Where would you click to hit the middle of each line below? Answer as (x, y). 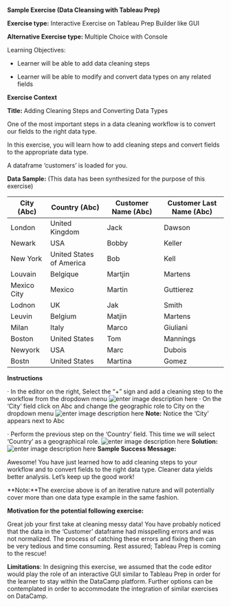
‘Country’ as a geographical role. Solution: (112, 441)
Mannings (180, 339)
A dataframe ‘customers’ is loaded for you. (67, 165)
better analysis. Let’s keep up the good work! (71, 477)
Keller (173, 243)
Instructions (25, 378)
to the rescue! (27, 553)
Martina (119, 361)
